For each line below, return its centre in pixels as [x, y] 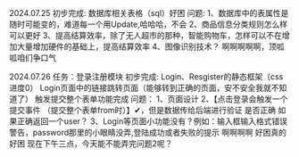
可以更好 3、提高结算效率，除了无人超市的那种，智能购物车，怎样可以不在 [146, 35]
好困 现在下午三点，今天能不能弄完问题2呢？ [91, 144]
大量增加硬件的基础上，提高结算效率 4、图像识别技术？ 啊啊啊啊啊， [143, 46]
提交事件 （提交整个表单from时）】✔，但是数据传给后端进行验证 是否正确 [143, 110]
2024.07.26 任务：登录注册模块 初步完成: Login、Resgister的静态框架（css [146, 77]
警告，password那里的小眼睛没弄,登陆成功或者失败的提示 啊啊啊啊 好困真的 [148, 132]
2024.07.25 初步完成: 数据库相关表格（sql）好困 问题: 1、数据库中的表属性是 [149, 13]
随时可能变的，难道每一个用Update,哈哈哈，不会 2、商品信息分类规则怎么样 [149, 24]
